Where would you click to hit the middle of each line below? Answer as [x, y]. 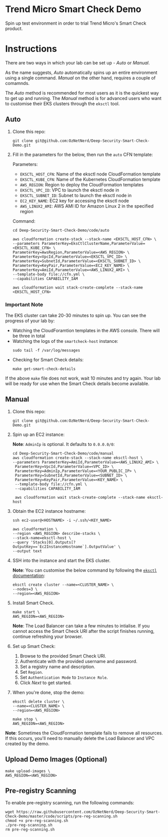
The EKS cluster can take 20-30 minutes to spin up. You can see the [76, 315]
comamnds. [18, 83]
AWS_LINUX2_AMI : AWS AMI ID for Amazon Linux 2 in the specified [87, 206]
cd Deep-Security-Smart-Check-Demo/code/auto [61, 230]
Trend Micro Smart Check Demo [73, 9]
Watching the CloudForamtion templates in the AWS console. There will [86, 330]
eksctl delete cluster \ [38, 702]
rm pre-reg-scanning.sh [30, 830]
